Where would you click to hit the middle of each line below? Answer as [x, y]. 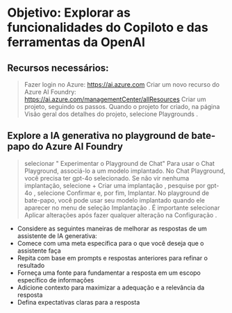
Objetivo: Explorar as [69, 13]
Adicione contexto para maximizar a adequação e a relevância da [111, 287]
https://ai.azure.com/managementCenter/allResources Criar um [115, 99]
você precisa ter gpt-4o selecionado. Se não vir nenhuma [107, 178]
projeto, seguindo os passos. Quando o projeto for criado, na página [122, 107]
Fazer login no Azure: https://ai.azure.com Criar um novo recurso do [122, 84]
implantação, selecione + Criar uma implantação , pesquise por [115, 185]
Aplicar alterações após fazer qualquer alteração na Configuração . [121, 215]
